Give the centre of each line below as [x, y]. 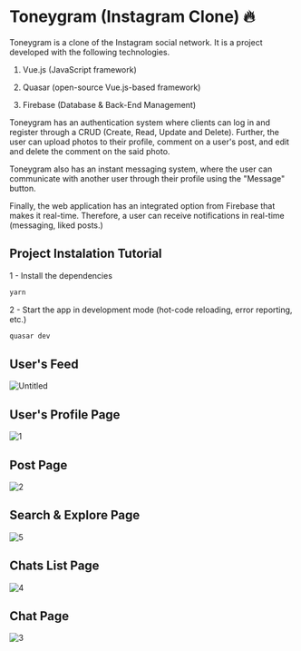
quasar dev [30, 336]
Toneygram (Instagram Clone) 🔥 [132, 17]
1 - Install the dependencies [61, 275]
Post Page [39, 465]
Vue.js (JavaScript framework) [80, 69]
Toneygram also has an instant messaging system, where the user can [141, 169]
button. [23, 188]
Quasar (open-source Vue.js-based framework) [112, 87]
